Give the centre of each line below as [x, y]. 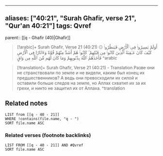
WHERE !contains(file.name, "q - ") [42, 119]
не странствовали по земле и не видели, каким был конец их [81, 73]
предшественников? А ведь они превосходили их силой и [77, 78]
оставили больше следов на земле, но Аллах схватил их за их [81, 83]
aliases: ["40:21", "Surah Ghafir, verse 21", [71, 18]
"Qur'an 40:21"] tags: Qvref [48, 26]
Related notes [26, 103]
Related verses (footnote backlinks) [48, 135]
